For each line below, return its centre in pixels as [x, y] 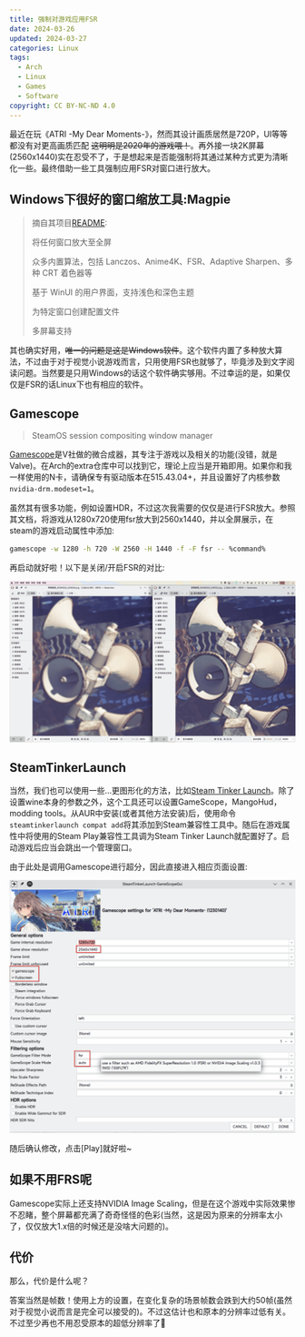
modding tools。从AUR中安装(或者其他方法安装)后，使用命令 [123, 814]
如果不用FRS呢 [51, 1180]
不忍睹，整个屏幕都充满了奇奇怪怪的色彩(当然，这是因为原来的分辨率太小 [146, 1214]
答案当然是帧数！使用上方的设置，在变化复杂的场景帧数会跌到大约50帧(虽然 [151, 1301]
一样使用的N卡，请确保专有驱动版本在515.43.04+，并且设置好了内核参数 [145, 477]
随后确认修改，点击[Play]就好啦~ [71, 1148]
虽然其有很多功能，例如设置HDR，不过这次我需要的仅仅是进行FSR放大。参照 [152, 508]
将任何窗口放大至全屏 [71, 242]
